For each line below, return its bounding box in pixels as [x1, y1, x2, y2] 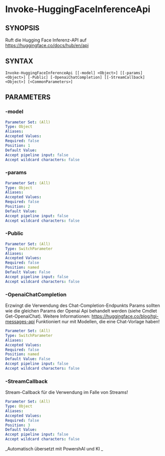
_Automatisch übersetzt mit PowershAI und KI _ [5, 446, 103, 452]
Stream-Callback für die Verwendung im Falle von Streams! [5, 389, 128, 395]
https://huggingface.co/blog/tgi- [91, 313, 159, 319]
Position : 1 [5, 143, 30, 148]
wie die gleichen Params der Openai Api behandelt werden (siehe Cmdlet [5, 308, 157, 314]
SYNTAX [5, 57, 34, 66]
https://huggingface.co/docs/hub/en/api [5, 42, 89, 48]
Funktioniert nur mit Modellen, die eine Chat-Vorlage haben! [36, 319, 160, 325]
